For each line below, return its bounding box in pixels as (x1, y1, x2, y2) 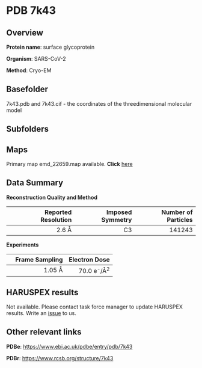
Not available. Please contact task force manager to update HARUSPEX (6, 303, 183, 310)
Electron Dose (69, 255, 110, 263)
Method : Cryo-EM (6, 67, 52, 74)
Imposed (106, 208, 132, 216)
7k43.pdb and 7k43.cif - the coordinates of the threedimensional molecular (6, 100, 192, 107)
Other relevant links (6, 327, 82, 337)
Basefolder (6, 84, 49, 94)
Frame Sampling (15, 255, 63, 263)
